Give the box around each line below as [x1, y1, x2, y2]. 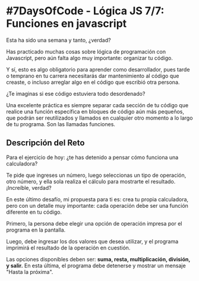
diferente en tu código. [6, 208, 62, 216]
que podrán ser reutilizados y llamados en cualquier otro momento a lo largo [6, 114, 193, 121]
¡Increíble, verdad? [6, 184, 52, 191]
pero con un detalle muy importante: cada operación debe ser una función [6, 202, 189, 209]
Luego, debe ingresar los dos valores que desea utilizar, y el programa [6, 238, 179, 245]
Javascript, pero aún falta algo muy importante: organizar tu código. [6, 54, 173, 61]
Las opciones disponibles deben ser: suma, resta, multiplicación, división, [6, 255, 191, 263]
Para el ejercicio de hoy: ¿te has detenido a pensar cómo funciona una [6, 154, 179, 161]
